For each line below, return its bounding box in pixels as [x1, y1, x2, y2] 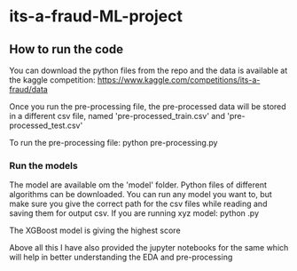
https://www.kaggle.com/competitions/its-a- [97, 75, 261, 85]
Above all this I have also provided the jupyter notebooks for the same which [9, 243, 289, 253]
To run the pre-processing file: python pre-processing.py [9, 138, 218, 147]
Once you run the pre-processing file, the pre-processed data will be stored [9, 101, 286, 112]
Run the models [9, 159, 78, 171]
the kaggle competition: [9, 75, 96, 85]
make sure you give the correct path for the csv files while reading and [9, 198, 268, 210]
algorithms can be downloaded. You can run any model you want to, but [9, 189, 272, 200]
